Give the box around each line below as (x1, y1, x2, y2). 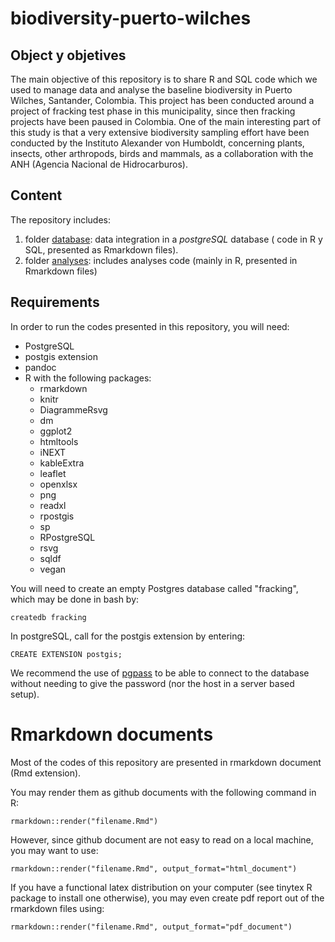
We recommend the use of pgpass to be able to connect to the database (10, 667, 310, 679)
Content (10, 187, 63, 204)
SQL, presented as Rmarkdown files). (24, 243, 179, 256)
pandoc (24, 361, 57, 373)
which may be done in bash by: (10, 593, 140, 605)
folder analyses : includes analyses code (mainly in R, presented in (24, 254, 298, 266)
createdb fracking (10, 612, 87, 622)
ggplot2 (39, 425, 73, 437)
